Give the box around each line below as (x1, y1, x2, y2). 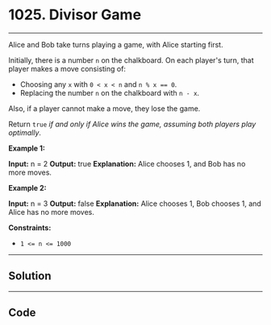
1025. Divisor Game (8, 6, 142, 24)
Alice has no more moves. (8, 207, 94, 216)
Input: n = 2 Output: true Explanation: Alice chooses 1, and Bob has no (8, 158, 246, 168)
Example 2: (8, 183, 47, 192)
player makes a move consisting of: (8, 64, 127, 73)
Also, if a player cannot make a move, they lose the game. (8, 103, 201, 113)
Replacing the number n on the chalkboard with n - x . (19, 88, 200, 97)
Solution (8, 269, 52, 283)
